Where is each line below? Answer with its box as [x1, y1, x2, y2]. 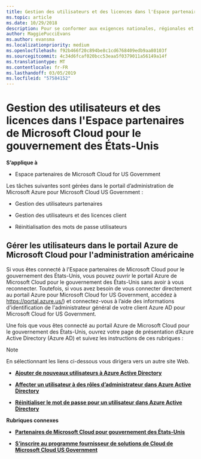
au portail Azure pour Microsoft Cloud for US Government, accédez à [6, 291, 177, 298]
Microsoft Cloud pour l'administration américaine [6, 250, 194, 260]
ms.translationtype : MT [6, 59, 66, 65]
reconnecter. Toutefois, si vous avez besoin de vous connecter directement [6, 284, 192, 292]
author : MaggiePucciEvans [6, 31, 71, 37]
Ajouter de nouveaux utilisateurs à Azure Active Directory [14, 369, 162, 377]
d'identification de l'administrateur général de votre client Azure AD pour [6, 304, 185, 311]
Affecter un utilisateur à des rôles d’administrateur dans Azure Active [14, 381, 191, 388]
